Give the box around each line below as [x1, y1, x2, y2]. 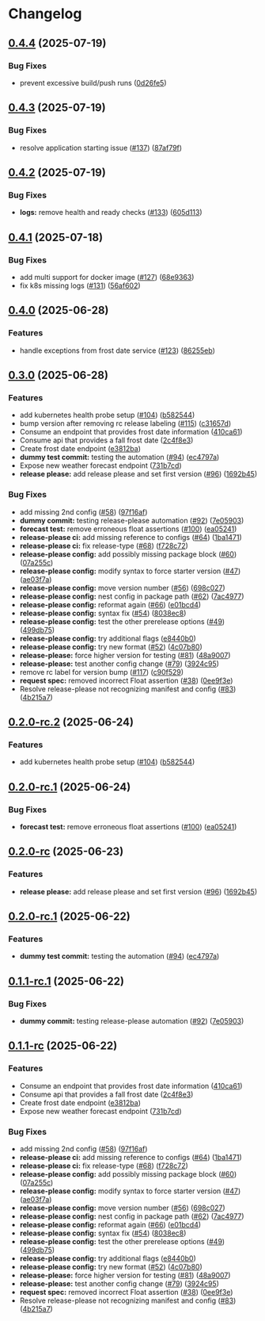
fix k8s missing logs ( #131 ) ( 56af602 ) [19, 281, 141, 290]
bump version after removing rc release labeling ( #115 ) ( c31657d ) [19, 419, 232, 428]
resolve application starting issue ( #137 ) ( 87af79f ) [19, 143, 183, 152]
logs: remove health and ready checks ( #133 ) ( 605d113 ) [19, 208, 203, 217]
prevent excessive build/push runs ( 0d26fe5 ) [19, 78, 167, 87]
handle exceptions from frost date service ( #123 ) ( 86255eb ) [19, 346, 216, 355]
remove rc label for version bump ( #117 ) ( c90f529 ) [19, 667, 184, 676]
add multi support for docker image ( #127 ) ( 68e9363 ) [19, 272, 195, 281]
